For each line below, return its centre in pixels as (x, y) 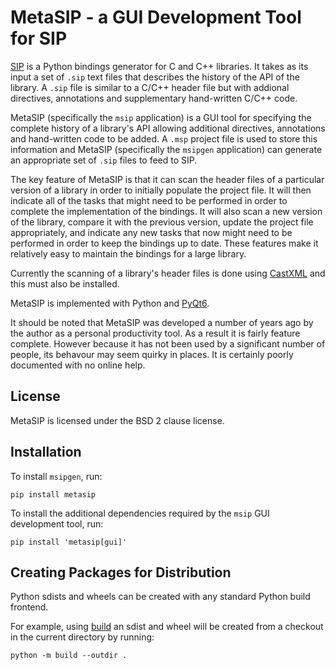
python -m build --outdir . (69, 656)
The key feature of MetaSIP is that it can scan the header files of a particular (167, 179)
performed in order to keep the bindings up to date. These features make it (164, 243)
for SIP (39, 38)
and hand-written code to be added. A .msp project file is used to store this (164, 138)
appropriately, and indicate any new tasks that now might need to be (151, 232)
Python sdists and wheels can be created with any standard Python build (160, 597)
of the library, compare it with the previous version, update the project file (162, 222)
